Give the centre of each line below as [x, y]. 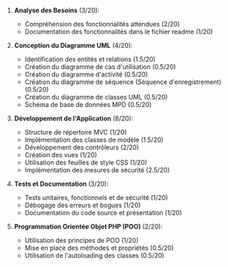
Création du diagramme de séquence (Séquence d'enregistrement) [123, 82]
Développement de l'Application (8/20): [74, 118]
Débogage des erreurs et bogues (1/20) [83, 205]
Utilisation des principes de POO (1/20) [82, 240]
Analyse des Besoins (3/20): [56, 10]
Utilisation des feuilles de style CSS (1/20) [86, 162]
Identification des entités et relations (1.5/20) [90, 59]
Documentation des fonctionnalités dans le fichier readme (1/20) [119, 32]
